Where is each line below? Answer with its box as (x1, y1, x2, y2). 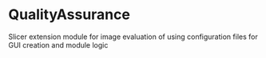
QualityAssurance (8, 6, 130, 24)
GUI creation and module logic (8, 40, 109, 49)
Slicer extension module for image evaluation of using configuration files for (8, 32, 258, 41)
